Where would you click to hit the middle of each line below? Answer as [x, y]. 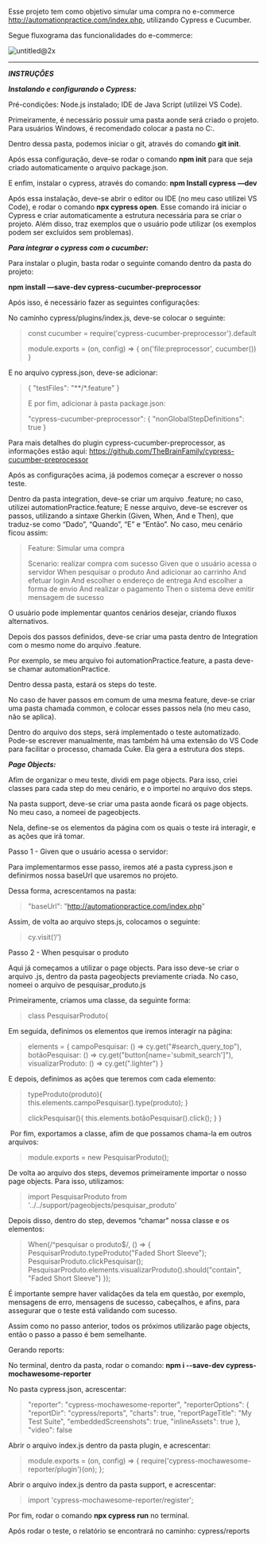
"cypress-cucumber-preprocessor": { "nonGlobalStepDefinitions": [136, 419]
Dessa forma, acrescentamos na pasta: [72, 891]
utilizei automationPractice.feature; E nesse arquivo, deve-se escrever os [128, 507]
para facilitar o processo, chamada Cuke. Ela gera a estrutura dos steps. [126, 749]
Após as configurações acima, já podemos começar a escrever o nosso [126, 475]
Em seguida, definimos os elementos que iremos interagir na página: [120, 1031]
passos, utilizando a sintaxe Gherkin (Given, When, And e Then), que [121, 516]
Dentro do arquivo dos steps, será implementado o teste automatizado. [124, 732]
